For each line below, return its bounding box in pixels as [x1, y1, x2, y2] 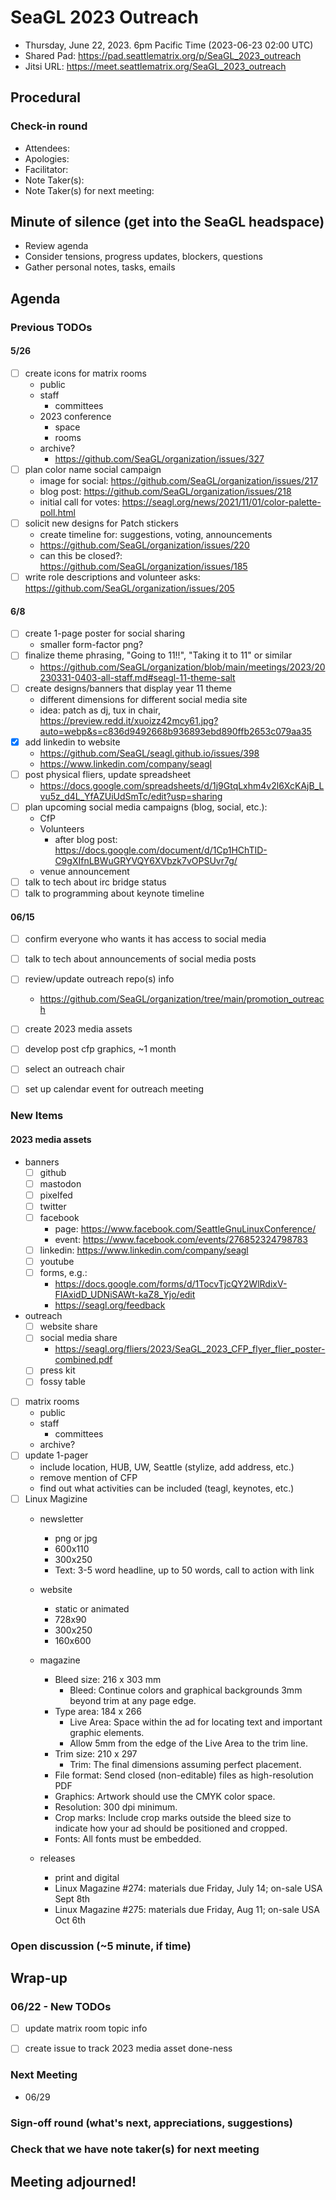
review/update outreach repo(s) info [24, 973, 175, 985]
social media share [39, 1332, 118, 1344]
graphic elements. [69, 1726, 145, 1738]
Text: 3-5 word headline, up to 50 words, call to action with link [54, 1564, 315, 1576]
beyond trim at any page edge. [69, 1694, 197, 1706]
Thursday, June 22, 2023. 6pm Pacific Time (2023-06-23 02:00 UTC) [24, 39, 314, 51]
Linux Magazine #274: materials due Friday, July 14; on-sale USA [54, 1882, 323, 1894]
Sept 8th [54, 1892, 91, 1905]
